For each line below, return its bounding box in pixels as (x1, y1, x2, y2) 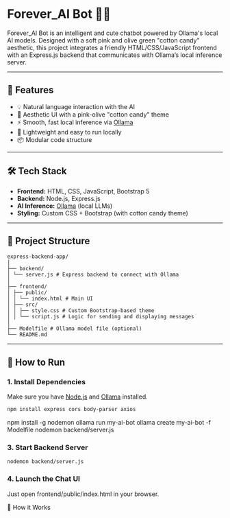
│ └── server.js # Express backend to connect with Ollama (7, 271, 179, 279)
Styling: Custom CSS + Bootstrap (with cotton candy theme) (16, 209, 188, 217)
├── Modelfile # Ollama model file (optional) (7, 325, 142, 332)
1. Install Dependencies (7, 377, 86, 386)
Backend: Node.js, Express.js (16, 194, 101, 202)
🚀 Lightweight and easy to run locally (16, 128, 122, 136)
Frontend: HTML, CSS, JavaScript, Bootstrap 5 (16, 187, 150, 195)
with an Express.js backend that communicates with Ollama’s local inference (7, 51, 222, 59)
